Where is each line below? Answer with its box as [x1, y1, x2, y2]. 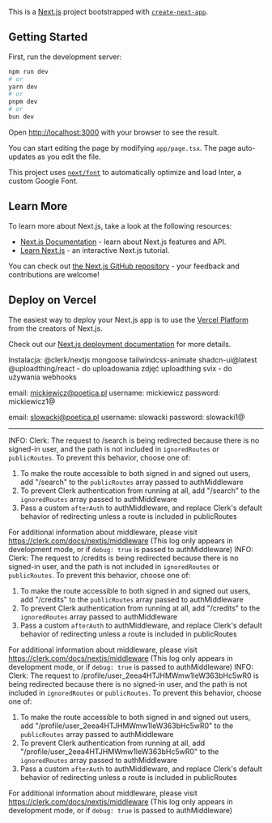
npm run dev [8, 67, 49, 75]
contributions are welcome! [8, 269, 100, 279]
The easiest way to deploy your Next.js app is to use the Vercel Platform [8, 315, 249, 324]
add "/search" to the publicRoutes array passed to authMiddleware [19, 477, 244, 487]
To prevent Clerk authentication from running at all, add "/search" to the [19, 486, 261, 495]
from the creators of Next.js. [8, 324, 103, 333]
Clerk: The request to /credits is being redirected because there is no [8, 553, 239, 563]
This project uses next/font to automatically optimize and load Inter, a [8, 167, 242, 177]
